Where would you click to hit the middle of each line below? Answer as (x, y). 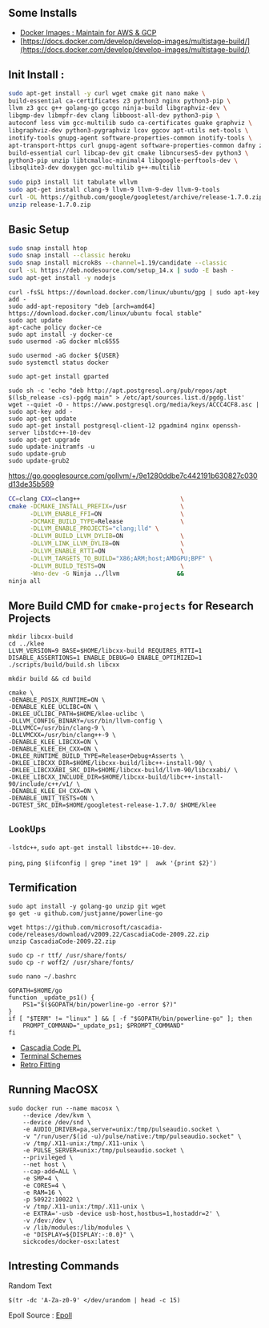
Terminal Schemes (50, 1056)
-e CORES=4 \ (44, 1185)
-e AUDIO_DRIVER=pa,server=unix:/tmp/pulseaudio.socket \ (121, 1129)
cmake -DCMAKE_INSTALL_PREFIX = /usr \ (96, 506)
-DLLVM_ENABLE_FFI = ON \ (106, 514)
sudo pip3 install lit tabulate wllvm (73, 182)
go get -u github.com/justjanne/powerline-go (85, 913)
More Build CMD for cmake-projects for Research (131, 606)
